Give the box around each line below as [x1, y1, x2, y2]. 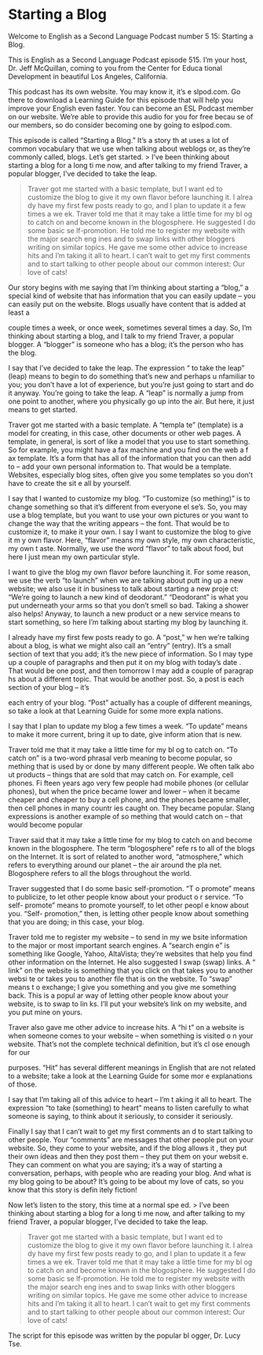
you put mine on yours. [8, 1007, 83, 1017]
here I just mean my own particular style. [8, 552, 140, 561]
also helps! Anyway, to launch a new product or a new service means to [8, 608, 241, 618]
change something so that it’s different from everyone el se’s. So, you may [8, 502, 247, 511]
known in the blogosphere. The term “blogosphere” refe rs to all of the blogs [8, 843, 255, 853]
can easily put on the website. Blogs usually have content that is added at [8, 299, 246, 309]
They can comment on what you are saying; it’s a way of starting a [8, 1160, 223, 1169]
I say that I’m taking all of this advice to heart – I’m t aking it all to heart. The [8, 1094, 252, 1104]
